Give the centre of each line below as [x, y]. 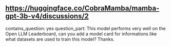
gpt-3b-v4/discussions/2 [47, 16]
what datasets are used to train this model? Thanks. [60, 39]
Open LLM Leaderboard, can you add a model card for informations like [81, 34]
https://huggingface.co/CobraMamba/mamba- [82, 8]
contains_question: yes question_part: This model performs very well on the [85, 28]
